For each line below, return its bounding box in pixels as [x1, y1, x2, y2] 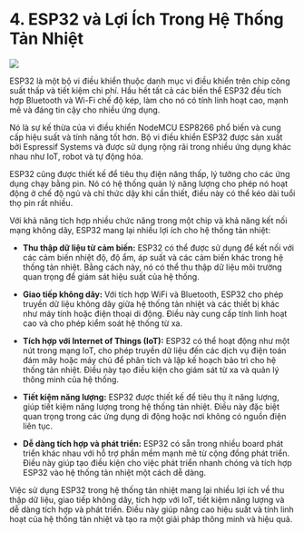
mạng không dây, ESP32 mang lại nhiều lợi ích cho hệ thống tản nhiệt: [9, 224, 270, 235]
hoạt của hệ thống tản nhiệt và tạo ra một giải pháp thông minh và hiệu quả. [9, 513, 293, 524]
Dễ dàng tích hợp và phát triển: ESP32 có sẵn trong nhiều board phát [22, 438, 284, 449]
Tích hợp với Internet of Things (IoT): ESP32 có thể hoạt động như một [22, 335, 290, 346]
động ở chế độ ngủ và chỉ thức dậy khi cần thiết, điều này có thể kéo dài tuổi [9, 187, 296, 199]
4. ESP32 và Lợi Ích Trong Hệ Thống [9, 9, 284, 30]
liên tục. [22, 420, 53, 431]
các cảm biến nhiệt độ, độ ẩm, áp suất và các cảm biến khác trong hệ [22, 252, 284, 262]
